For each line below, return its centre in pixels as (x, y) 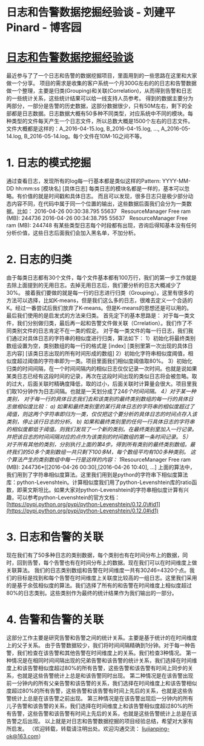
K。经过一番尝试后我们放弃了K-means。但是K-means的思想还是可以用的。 (99, 308)
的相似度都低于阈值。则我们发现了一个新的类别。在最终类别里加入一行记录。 (102, 429)
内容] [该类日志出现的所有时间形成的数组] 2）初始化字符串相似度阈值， (100, 353)
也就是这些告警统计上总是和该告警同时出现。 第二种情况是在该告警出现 (105, 675)
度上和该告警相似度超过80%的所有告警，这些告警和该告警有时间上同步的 (97, 668)
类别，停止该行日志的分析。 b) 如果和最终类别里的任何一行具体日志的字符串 (100, 422)
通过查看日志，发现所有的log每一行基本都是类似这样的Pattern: (84, 181)
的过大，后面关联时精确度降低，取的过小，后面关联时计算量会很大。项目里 (99, 384)
